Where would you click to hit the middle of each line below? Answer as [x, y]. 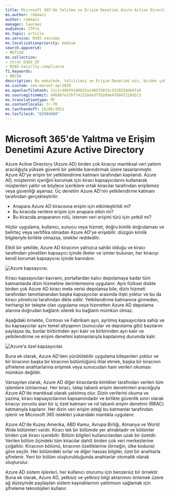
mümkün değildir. [23, 372]
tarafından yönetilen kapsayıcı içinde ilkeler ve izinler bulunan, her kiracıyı [82, 253]
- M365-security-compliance [35, 67]
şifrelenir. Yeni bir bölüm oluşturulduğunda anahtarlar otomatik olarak [77, 457]
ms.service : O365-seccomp [32, 39]
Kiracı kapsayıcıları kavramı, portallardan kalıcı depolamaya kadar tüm [78, 278]
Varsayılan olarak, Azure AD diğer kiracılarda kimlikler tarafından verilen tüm [84, 382]
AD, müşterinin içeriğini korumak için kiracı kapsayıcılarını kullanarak [76, 180]
